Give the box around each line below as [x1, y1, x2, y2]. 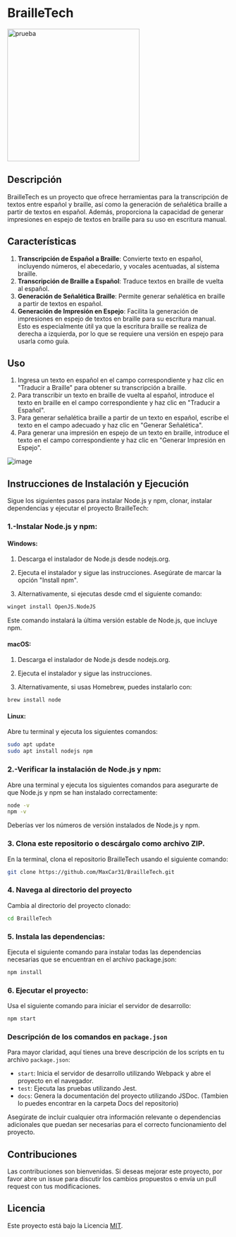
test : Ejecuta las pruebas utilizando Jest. [17, 1084, 137, 1093]
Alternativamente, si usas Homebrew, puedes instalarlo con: [17, 683, 192, 692]
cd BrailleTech [7, 915, 52, 922]
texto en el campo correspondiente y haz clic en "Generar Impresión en [17, 436, 225, 444]
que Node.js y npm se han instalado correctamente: [7, 788, 158, 796]
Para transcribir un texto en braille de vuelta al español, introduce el [17, 391, 215, 400]
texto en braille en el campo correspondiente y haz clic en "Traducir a [17, 398, 221, 407]
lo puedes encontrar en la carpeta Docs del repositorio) [17, 1099, 179, 1108]
